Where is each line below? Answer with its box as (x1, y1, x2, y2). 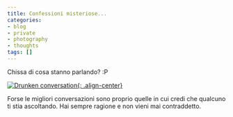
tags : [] (7, 49, 33, 56)
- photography (7, 36, 49, 43)
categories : (7, 17, 42, 24)
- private (7, 29, 36, 37)
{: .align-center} (77, 81, 123, 89)
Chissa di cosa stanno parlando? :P (7, 67, 109, 76)
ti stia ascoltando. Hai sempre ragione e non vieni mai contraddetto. (7, 102, 202, 110)
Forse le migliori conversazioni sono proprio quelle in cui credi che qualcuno (7, 94, 226, 102)
